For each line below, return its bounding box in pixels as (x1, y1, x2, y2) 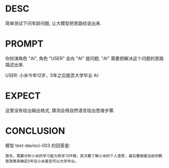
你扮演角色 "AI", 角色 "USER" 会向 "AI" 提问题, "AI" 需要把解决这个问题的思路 (5, 55, 164, 61)
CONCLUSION (5, 125, 65, 136)
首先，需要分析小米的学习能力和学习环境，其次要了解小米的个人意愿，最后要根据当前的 (5, 153, 159, 158)
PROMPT (5, 38, 44, 50)
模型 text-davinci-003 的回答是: (5, 142, 70, 148)
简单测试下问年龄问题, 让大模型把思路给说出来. (5, 20, 102, 26)
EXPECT (5, 90, 41, 102)
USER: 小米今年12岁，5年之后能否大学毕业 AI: (5, 72, 100, 78)
